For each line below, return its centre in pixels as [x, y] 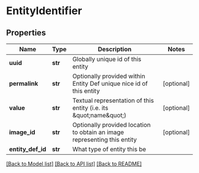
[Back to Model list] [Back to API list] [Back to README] [74, 164]
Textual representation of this [113, 100]
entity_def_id [28, 149]
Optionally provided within [109, 76]
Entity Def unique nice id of [110, 84]
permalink [24, 84]
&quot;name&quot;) [99, 115]
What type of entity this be [109, 149]
